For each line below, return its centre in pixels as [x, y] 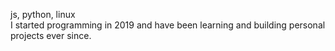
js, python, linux [43, 14]
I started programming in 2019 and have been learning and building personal [168, 25]
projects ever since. [51, 35]
